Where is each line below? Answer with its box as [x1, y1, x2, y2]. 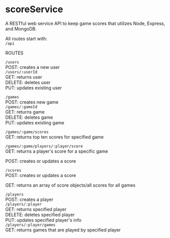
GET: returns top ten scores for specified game [5, 133, 104, 140]
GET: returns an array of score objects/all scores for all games [5, 182, 136, 188]
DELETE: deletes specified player [5, 212, 75, 218]
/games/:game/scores [5, 129, 49, 134]
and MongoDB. [5, 25, 37, 31]
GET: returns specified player [5, 206, 67, 212]
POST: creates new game [5, 99, 59, 105]
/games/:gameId [5, 104, 38, 110]
